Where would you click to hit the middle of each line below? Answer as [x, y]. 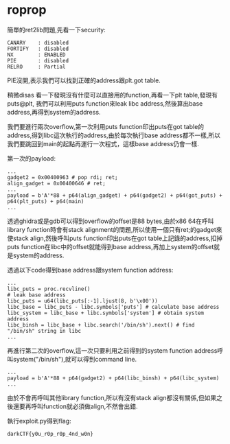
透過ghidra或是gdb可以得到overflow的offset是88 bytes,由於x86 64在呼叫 [111, 221]
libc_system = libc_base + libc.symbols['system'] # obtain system [106, 313]
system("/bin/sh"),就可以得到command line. [75, 359]
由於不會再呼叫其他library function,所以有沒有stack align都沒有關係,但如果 [112, 397]
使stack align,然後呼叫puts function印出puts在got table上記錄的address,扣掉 [115, 238]
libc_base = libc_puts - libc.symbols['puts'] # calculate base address [113, 307]
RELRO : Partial [37, 67]
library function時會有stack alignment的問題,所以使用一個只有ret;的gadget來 [115, 229]
